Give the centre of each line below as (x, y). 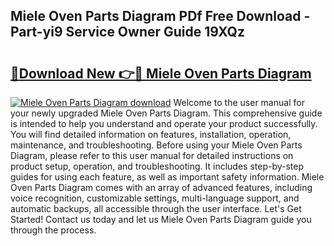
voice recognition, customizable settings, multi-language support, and (155, 198)
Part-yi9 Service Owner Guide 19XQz (127, 32)
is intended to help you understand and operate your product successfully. (164, 123)
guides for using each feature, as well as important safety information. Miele (167, 177)
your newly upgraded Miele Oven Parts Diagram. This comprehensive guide (166, 113)
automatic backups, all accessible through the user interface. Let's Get (156, 208)
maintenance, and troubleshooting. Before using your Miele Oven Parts (156, 145)
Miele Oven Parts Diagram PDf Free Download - (160, 16)
